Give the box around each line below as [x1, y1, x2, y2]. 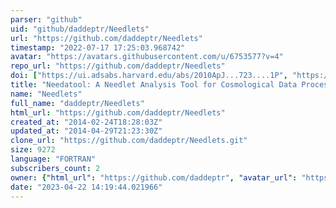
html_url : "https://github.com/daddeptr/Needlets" [10, 107, 226, 118]
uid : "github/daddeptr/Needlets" [10, 24, 150, 34]
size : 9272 [10, 145, 56, 155]
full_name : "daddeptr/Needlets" [10, 98, 145, 108]
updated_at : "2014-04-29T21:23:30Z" [10, 126, 163, 136]
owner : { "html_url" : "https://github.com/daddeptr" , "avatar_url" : [10, 172, 298, 183]
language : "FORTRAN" [10, 154, 97, 164]
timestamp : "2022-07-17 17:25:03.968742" [10, 42, 186, 53]
